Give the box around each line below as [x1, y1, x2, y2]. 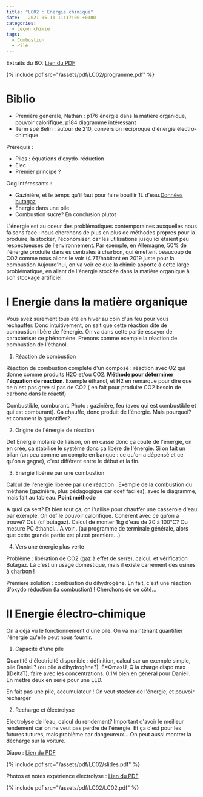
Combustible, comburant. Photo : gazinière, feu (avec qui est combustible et [6, 402, 197, 409]
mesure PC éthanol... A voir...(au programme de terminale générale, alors [6, 524, 189, 532]
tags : [6, 31, 20, 38]
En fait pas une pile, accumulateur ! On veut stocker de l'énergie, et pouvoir [6, 688, 195, 695]
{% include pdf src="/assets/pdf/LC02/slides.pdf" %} [6, 761, 141, 768]
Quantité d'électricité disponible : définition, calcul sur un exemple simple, [6, 656, 191, 664]
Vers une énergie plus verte [15, 543, 85, 550]
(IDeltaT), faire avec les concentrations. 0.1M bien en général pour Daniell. [6, 670, 191, 677]
